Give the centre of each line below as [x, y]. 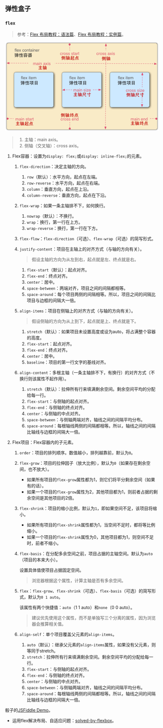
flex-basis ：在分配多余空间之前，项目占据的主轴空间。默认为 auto [86, 554]
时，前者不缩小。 [44, 543]
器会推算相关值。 [49, 624]
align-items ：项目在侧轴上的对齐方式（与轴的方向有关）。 [77, 311]
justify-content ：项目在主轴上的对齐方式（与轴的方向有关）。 [82, 249]
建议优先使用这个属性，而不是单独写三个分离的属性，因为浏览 [94, 618]
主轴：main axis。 [42, 140]
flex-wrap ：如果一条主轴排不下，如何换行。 [64, 206]
